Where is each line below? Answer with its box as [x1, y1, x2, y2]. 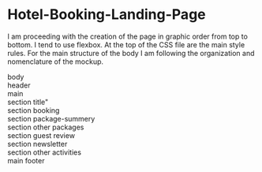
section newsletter [7, 139, 68, 148]
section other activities [7, 148, 82, 157]
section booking [7, 105, 60, 115]
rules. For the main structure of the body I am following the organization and [7, 48, 255, 58]
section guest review [7, 130, 76, 140]
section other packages [7, 122, 84, 132]
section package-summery [7, 114, 95, 123]
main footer [7, 155, 45, 165]
